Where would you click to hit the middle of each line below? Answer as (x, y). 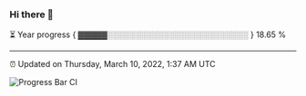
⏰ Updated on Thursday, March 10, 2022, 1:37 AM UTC (112, 64)
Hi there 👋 (32, 14)
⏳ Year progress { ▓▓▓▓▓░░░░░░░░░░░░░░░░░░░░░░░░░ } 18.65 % (148, 34)
